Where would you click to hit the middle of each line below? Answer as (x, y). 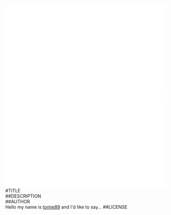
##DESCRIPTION (23, 196)
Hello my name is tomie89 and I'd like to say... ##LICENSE (66, 207)
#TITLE (13, 191)
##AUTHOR (18, 201)
